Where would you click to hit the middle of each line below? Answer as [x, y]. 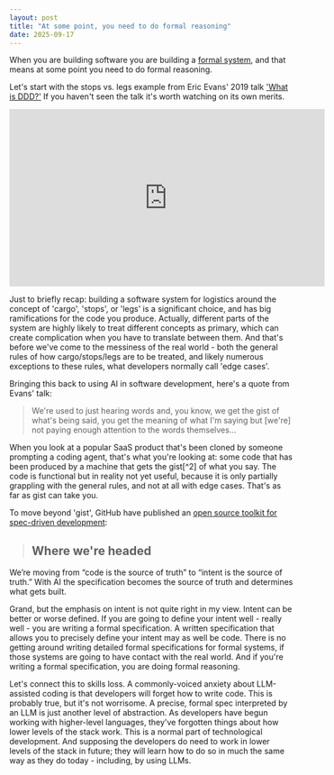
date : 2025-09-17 [42, 34]
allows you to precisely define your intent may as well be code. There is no [148, 638]
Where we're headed [91, 551]
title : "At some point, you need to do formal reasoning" [120, 26]
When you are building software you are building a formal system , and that [148, 60]
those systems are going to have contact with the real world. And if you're [146, 657]
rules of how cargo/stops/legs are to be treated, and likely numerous [136, 357]
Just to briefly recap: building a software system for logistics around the [143, 299]
